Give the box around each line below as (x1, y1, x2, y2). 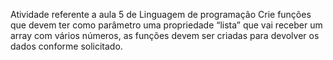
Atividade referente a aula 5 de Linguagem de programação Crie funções (10, 9, 312, 20)
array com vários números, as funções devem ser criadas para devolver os (10, 30, 320, 41)
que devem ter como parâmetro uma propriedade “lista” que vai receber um (10, 19, 323, 31)
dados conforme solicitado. (10, 40, 123, 52)
